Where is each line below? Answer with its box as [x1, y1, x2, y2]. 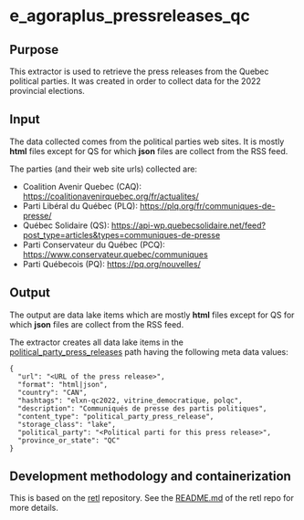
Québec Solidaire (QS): [22, 220, 110, 231]
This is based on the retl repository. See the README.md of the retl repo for [9, 493, 294, 504]
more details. [9, 503, 59, 514]
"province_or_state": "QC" [17, 435, 121, 445]
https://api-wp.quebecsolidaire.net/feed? [110, 220, 267, 231]
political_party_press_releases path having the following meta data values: [9, 346, 289, 357]
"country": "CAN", [17, 388, 89, 397]
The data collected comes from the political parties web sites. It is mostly [9, 136, 285, 147]
